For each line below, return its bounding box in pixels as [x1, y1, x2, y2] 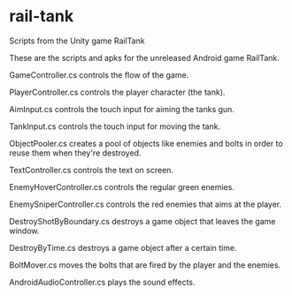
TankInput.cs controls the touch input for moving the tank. [9, 121, 221, 132]
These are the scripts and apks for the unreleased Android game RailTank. [9, 52, 280, 63]
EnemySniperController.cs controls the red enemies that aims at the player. [9, 199, 282, 209]
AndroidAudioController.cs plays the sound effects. [9, 277, 196, 287]
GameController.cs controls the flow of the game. [9, 69, 189, 80]
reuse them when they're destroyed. [9, 148, 142, 158]
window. [9, 225, 40, 236]
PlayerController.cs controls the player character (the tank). [9, 87, 226, 97]
